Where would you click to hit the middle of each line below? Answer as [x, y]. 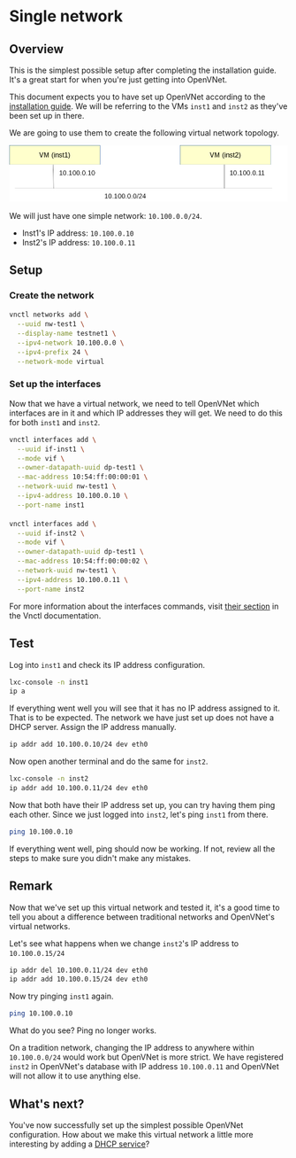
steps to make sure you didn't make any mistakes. [100, 858]
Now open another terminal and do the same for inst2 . [109, 762]
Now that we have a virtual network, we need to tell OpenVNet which [134, 403]
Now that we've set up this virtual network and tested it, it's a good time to [144, 907]
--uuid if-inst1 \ [51, 449]
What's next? [47, 1104]
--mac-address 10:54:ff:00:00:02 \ [83, 561]
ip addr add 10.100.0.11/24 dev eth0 [79, 789]
